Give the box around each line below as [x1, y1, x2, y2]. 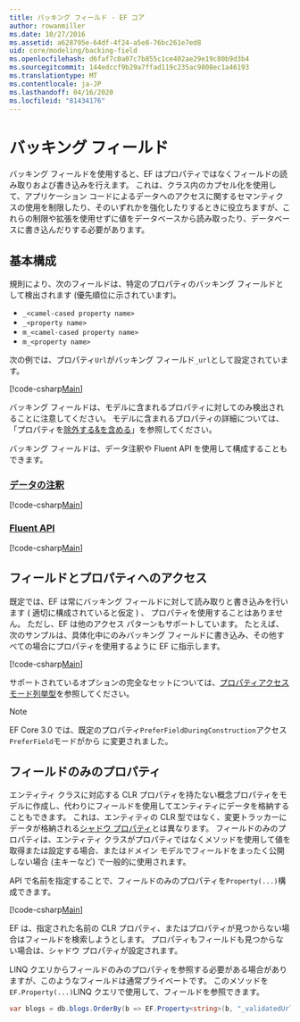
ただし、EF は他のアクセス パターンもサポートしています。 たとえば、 [26, 618, 284, 629]
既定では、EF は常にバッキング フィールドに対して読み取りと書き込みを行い [9, 596, 288, 607]
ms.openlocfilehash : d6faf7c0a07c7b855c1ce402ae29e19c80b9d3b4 [9, 54, 250, 63]
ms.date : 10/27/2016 [9, 29, 87, 38]
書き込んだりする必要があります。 [24, 224, 150, 235]
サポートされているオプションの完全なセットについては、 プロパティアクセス [9, 676, 290, 688]
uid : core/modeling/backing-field [9, 46, 138, 55]
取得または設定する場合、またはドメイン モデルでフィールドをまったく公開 [9, 845, 286, 856]
